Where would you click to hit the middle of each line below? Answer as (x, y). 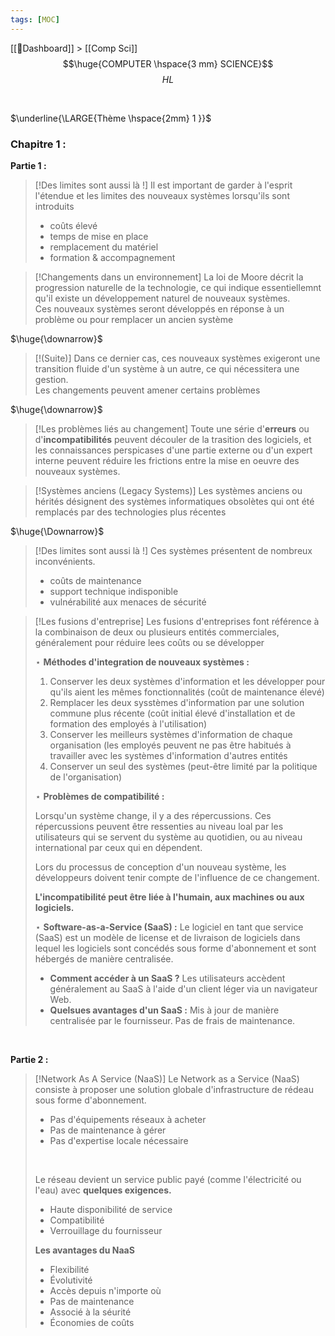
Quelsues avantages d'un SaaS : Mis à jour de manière (164, 1010)
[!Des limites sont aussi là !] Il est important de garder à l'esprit (163, 185)
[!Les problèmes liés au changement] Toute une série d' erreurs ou (172, 428)
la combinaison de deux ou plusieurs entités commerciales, (157, 632)
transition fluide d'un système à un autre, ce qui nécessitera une (167, 368)
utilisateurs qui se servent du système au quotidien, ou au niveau (168, 837)
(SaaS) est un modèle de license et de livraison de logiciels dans (167, 937)
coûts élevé (73, 225)
